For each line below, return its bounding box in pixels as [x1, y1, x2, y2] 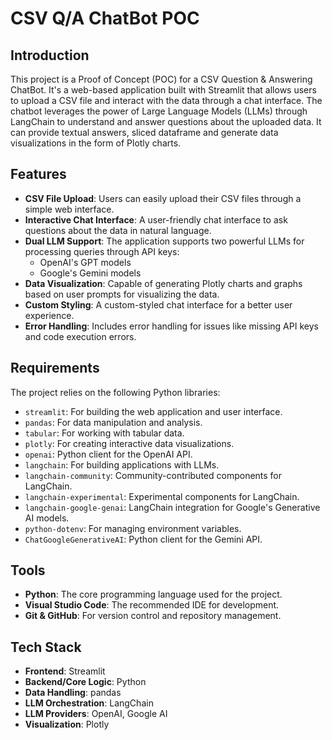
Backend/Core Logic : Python [24, 676, 147, 688]
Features [10, 166, 67, 183]
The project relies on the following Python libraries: [10, 386, 221, 398]
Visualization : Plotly [24, 718, 110, 731]
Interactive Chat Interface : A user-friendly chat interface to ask [24, 213, 288, 226]
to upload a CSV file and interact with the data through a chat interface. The [10, 95, 323, 106]
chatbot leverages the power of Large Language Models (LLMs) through [10, 105, 308, 117]
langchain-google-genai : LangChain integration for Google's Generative [24, 501, 321, 513]
